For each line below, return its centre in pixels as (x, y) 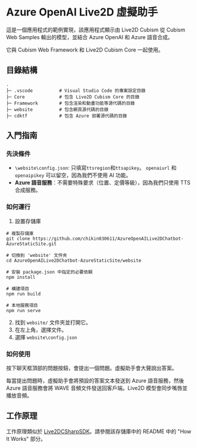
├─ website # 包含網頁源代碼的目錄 (57, 109)
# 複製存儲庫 (20, 233)
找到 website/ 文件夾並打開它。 (53, 322)
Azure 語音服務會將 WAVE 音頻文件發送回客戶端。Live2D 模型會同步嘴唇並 (97, 388)
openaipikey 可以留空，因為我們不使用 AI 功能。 (73, 175)
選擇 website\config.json (46, 337)
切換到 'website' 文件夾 (39, 255)
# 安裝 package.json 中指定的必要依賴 (49, 272)
